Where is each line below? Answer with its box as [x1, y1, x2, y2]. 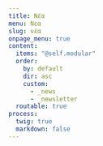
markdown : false [15, 125, 71, 133]
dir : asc [23, 72, 53, 80]
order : [15, 58, 38, 66]
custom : [23, 79, 49, 88]
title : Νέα [8, 11, 45, 20]
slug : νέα [8, 27, 42, 35]
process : [8, 110, 38, 118]
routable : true [15, 102, 67, 110]
